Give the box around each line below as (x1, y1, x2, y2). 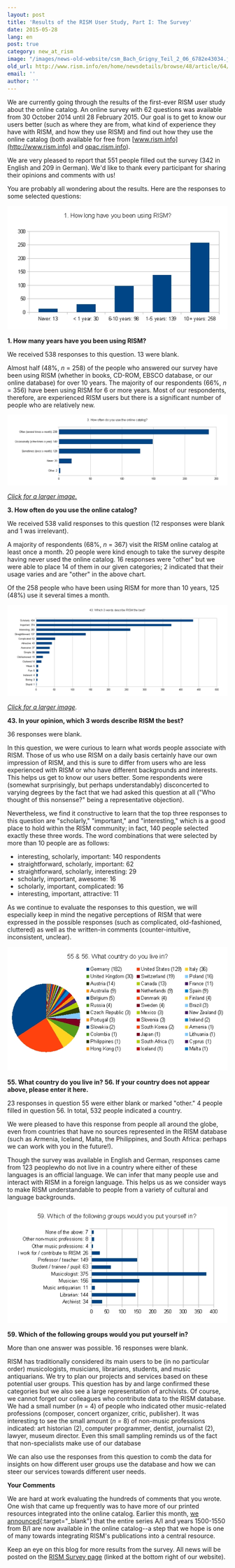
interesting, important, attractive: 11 (17, 889, 119, 898)
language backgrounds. (7, 1192, 76, 1201)
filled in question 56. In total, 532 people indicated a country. (7, 1106, 183, 1115)
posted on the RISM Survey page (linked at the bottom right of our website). (7, 1553, 226, 1561)
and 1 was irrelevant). (7, 527, 69, 535)
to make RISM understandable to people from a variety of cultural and (7, 1185, 208, 1194)
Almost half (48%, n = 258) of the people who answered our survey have (7, 364, 218, 372)
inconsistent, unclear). (7, 932, 72, 941)
